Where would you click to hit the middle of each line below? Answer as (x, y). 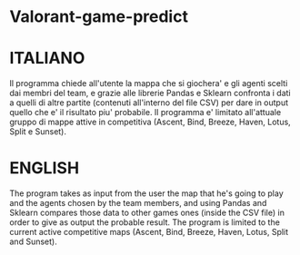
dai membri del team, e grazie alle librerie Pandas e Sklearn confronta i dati (150, 93)
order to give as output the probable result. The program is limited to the (145, 222)
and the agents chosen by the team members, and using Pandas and (138, 203)
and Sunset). (33, 241)
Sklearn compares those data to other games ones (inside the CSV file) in (147, 213)
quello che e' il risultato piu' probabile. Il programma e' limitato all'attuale (145, 113)
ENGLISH (45, 168)
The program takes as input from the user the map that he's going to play (146, 193)
